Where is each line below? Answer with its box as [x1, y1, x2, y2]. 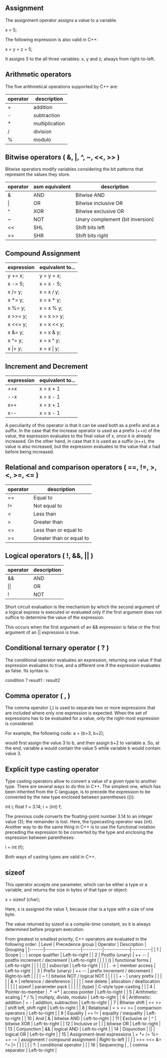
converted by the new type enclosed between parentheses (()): [5, 794, 135, 800]
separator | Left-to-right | [5, 1047, 57, 1053]
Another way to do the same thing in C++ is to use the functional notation [5, 824, 156, 830]
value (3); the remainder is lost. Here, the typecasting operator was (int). [5, 819, 154, 825]
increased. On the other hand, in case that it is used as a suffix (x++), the [5, 438, 155, 444]
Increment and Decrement [5, 362, 88, 371]
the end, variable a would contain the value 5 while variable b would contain [5, 745, 161, 751]
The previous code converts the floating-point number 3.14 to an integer [5, 813, 153, 819]
